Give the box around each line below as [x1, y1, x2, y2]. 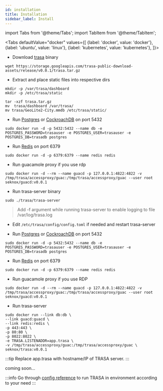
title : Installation [5, 12, 48, 17]
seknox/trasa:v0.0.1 [5, 347, 48, 352]
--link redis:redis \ [5, 321, 50, 326]
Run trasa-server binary [12, 189, 61, 195]
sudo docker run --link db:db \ [5, 313, 71, 317]
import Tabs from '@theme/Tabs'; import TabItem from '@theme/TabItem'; [5, 30, 157, 36]
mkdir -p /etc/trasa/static [5, 91, 63, 96]
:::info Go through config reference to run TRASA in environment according [5, 375, 158, 381]
